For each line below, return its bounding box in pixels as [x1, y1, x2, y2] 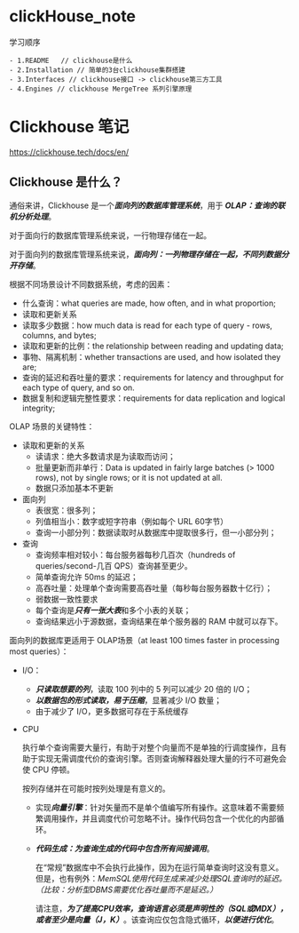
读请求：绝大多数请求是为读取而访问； [35, 451, 176, 461]
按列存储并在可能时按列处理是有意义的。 [21, 783, 170, 793]
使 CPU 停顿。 [21, 764, 75, 775]
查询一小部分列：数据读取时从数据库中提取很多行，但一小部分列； [35, 527, 277, 538]
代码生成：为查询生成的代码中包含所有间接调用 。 [35, 842, 215, 854]
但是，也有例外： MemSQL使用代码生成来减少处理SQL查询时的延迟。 [35, 873, 287, 883]
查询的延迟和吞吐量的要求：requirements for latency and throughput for [21, 371, 284, 383]
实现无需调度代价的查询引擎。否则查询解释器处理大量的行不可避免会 [37, 753, 287, 763]
